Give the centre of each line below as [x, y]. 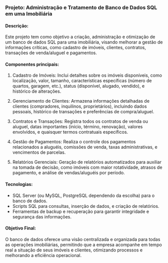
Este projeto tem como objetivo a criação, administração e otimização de [80, 37]
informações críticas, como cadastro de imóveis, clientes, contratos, [75, 48]
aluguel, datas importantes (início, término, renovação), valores [77, 127]
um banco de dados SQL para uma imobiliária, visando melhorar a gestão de [84, 42]
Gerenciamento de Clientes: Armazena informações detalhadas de [81, 101]
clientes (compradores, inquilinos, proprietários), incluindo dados [79, 106]
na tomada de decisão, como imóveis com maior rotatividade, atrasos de [87, 167]
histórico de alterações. [37, 91]
